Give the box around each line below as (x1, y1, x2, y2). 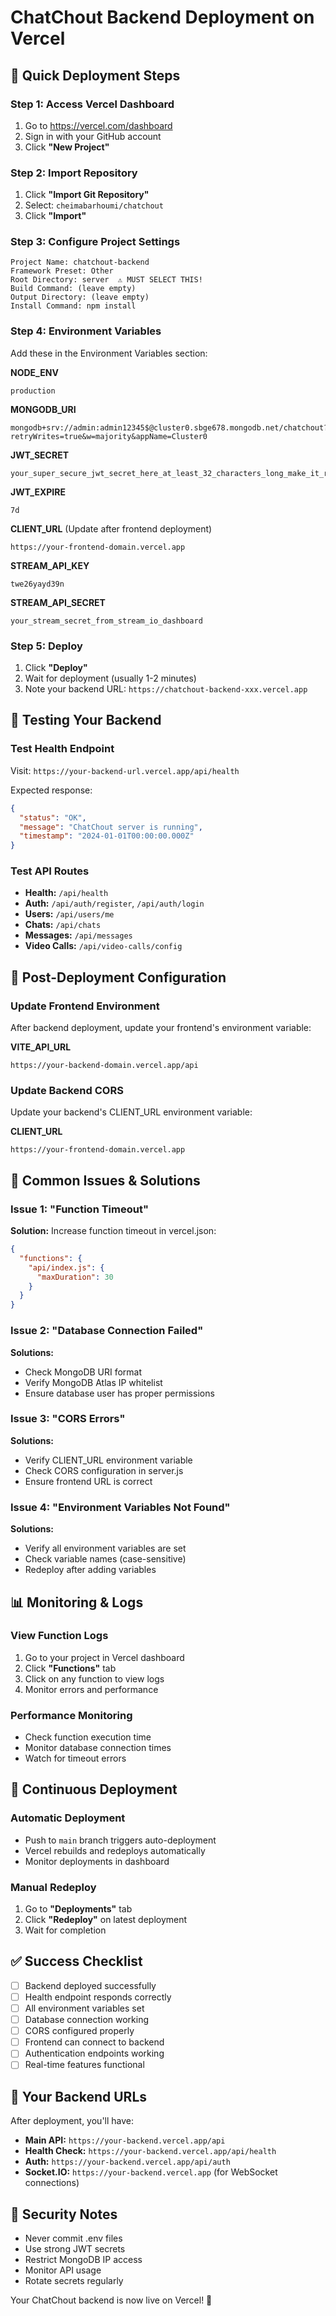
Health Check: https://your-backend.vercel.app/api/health (24, 2145, 277, 2157)
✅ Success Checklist (10, 1953, 143, 1970)
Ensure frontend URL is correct (24, 1475, 153, 1487)
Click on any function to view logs (24, 1672, 165, 1685)
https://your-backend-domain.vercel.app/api (10, 1061, 199, 1071)
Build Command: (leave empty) (10, 284, 137, 294)
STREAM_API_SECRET (10, 596, 106, 608)
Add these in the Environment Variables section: (10, 347, 208, 359)
